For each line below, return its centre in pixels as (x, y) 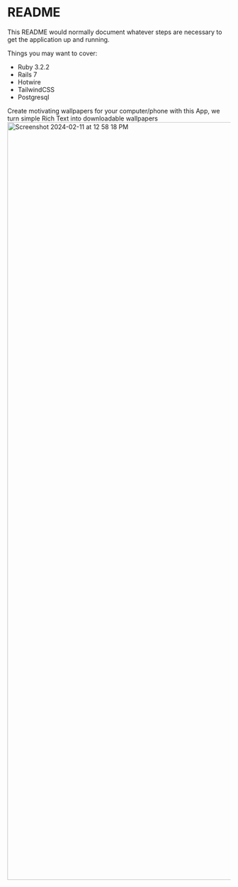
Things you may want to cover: (52, 53)
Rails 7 (27, 74)
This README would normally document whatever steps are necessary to (115, 32)
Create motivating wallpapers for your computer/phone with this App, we (114, 111)
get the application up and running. (58, 39)
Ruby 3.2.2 (33, 67)
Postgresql (33, 97)
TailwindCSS (36, 89)
